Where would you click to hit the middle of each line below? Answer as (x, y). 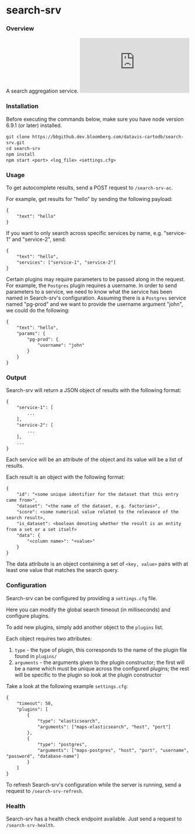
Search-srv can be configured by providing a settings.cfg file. (82, 598)
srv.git (15, 142)
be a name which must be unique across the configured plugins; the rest (102, 668)
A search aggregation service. (42, 91)
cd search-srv (23, 148)
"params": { (31, 334)
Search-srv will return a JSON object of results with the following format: (94, 390)
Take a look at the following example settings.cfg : (67, 686)
